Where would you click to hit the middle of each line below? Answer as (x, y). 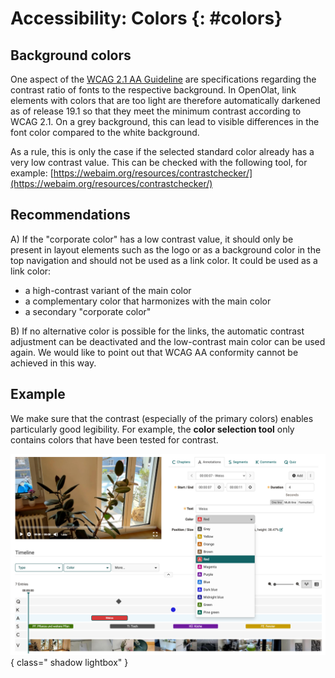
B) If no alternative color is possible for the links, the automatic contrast (157, 331)
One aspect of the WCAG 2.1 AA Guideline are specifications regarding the (163, 79)
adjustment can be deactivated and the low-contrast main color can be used (168, 341)
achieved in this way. (53, 363)
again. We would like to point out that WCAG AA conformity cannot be (154, 352)
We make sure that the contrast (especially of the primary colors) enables (162, 418)
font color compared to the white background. (105, 132)
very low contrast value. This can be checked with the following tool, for (159, 162)
